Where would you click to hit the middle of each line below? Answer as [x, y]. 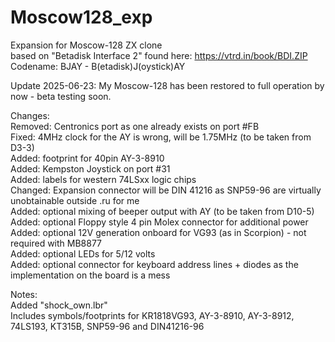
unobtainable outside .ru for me [75, 200]
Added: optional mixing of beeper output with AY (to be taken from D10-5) [162, 211]
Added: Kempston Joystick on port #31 [90, 168]
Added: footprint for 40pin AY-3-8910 [87, 158]
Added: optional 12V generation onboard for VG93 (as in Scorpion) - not [158, 232]
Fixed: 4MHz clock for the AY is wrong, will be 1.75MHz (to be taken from [161, 137]
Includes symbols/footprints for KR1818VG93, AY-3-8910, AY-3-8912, [152, 315]
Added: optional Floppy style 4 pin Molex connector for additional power [159, 222]
